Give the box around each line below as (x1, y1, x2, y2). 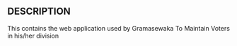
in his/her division (7, 31, 59, 40)
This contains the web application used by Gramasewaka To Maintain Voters (7, 24, 230, 32)
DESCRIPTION (7, 6, 71, 17)
